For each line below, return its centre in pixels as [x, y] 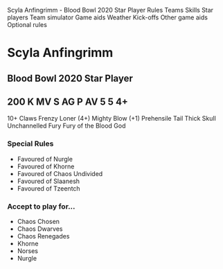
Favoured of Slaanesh [48, 181]
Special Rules [30, 144]
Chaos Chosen [38, 221]
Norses [27, 251]
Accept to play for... [41, 206]
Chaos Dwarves [40, 229]
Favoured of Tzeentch [49, 188]
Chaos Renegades [43, 236]
